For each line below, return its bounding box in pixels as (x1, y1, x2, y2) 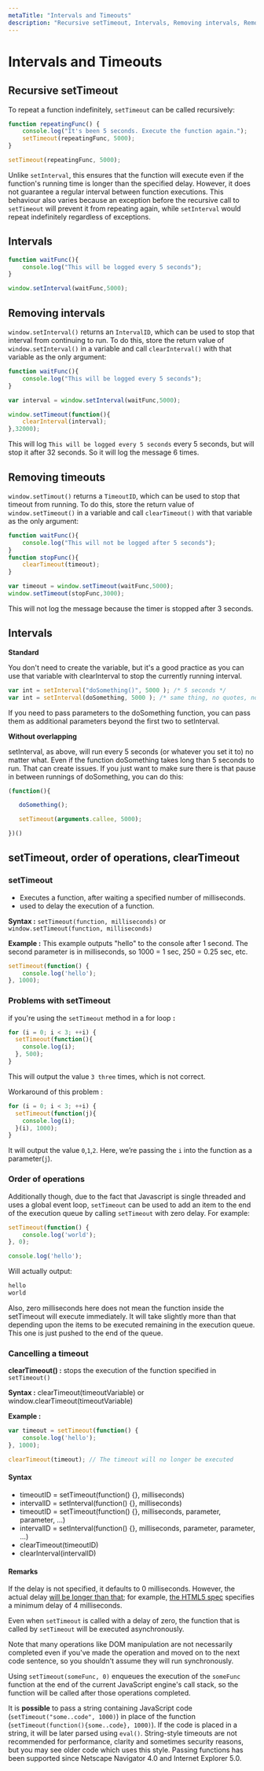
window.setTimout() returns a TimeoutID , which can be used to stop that (8, 491, 240, 500)
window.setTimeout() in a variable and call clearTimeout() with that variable (8, 508, 253, 517)
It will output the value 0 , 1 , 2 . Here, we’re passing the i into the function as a (8, 1146, 253, 1155)
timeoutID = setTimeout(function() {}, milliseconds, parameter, (19, 1507, 222, 1516)
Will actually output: (8, 1267, 72, 1276)
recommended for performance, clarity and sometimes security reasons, (8, 1737, 244, 1747)
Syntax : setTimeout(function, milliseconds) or (8, 916, 167, 926)
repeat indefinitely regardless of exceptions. (8, 212, 151, 221)
